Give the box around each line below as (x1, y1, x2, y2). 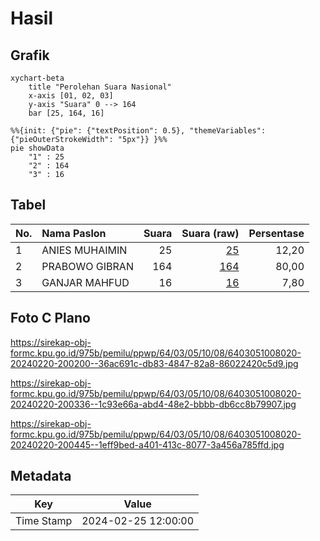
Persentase (248, 226, 305, 240)
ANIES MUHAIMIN (41, 243, 128, 257)
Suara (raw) (181, 226, 240, 240)
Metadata (10, 468, 72, 485)
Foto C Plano (10, 310, 91, 327)
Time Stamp (15, 514, 73, 528)
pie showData (10, 143, 65, 153)
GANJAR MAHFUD (41, 275, 130, 289)
